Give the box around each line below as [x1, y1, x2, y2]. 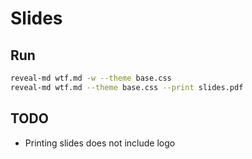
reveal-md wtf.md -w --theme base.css [10, 73, 172, 83]
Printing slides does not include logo [24, 137, 176, 149]
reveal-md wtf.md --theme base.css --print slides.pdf [10, 82, 244, 92]
